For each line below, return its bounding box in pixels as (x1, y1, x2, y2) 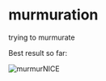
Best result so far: (8, 48, 68, 58)
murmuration (8, 6, 99, 24)
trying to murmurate (8, 32, 75, 42)
